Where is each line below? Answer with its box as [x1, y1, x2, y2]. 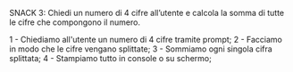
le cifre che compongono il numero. [9, 17, 141, 28]
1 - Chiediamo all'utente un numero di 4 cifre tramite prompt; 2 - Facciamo [9, 35, 283, 44]
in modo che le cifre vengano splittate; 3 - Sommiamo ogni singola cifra [9, 44, 272, 54]
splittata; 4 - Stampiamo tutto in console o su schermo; [9, 53, 212, 63]
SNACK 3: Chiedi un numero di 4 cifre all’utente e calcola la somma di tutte [9, 8, 285, 18]
